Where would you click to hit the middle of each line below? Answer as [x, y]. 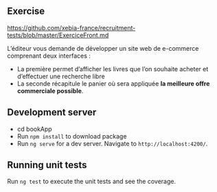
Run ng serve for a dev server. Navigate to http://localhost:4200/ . [112, 143]
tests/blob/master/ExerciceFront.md [58, 35]
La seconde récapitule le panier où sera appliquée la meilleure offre [113, 83]
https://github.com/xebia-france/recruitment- [71, 27]
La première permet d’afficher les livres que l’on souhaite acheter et [113, 69]
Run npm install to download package [72, 136]
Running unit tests [47, 165]
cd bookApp [35, 129]
